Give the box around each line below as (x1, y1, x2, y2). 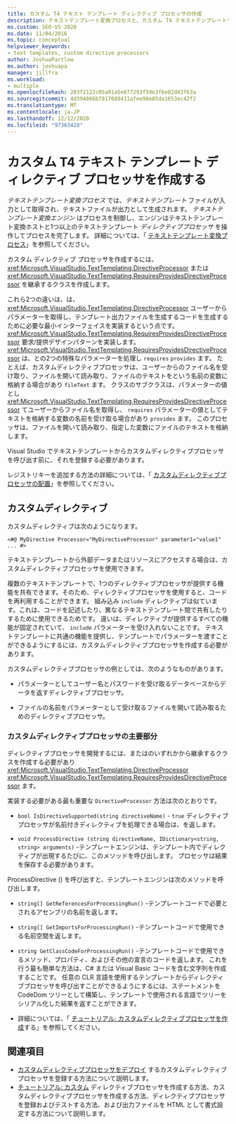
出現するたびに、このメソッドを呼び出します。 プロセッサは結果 (41, 851, 228, 859)
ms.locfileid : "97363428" (7, 121, 83, 129)
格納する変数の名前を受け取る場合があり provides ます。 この (31, 415, 209, 423)
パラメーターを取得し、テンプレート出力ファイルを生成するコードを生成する (7, 312, 229, 321)
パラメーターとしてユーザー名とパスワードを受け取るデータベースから (17, 680, 220, 688)
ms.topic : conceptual (7, 37, 71, 44)
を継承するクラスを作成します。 (21, 280, 114, 289)
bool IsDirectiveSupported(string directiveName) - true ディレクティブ (17, 811, 229, 820)
